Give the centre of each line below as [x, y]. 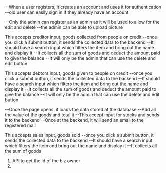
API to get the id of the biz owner [46, 161]
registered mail [20, 125]
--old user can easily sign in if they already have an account [67, 12]
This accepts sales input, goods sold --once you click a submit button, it [79, 135]
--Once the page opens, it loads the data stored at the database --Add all [81, 110]
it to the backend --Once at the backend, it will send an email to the [74, 120]
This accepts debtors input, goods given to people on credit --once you [79, 73]
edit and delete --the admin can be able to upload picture [64, 27]
